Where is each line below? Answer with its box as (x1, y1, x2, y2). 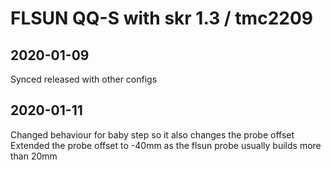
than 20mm (10, 150, 58, 162)
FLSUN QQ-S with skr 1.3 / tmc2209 (10, 7, 313, 30)
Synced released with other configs (10, 73, 158, 85)
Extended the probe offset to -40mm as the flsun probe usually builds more (10, 139, 322, 151)
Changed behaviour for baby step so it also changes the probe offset (10, 128, 295, 141)
